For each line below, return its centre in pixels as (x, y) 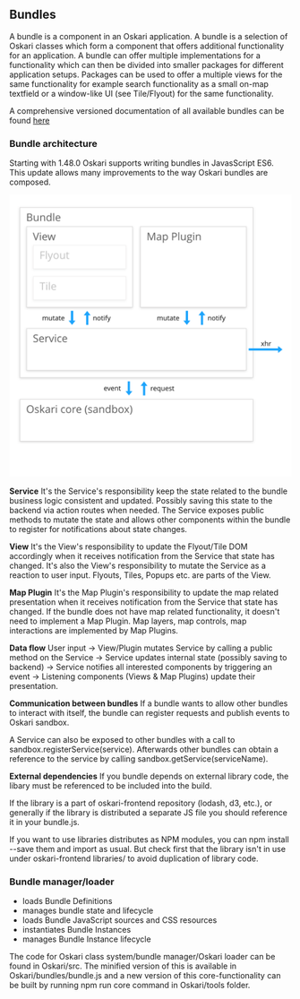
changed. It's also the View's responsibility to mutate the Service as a (138, 566)
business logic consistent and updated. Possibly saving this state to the (141, 501)
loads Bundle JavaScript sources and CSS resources (120, 920)
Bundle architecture (53, 143)
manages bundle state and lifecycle (88, 911)
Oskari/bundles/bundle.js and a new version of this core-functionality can (145, 976)
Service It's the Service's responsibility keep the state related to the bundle (149, 491)
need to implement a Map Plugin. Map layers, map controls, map (128, 621)
